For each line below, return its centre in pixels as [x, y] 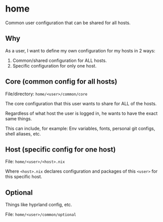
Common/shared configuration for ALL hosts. [60, 60]
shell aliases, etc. [23, 133]
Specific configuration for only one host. [55, 65]
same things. [19, 118]
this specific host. [24, 177]
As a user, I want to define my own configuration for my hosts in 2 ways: [80, 50]
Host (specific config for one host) [61, 149]
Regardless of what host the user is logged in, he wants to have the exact [82, 113]
